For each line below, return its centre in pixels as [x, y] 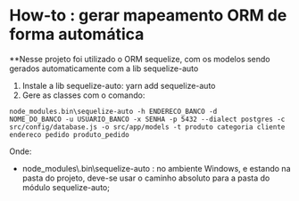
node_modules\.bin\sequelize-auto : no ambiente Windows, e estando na [157, 168]
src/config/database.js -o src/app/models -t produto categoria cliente [147, 127]
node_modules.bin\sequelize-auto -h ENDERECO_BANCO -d [113, 111]
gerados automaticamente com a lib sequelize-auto [104, 68]
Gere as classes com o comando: [83, 95]
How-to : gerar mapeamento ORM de [148, 16]
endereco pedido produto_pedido [69, 134]
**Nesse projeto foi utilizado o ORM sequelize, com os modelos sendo [140, 59]
